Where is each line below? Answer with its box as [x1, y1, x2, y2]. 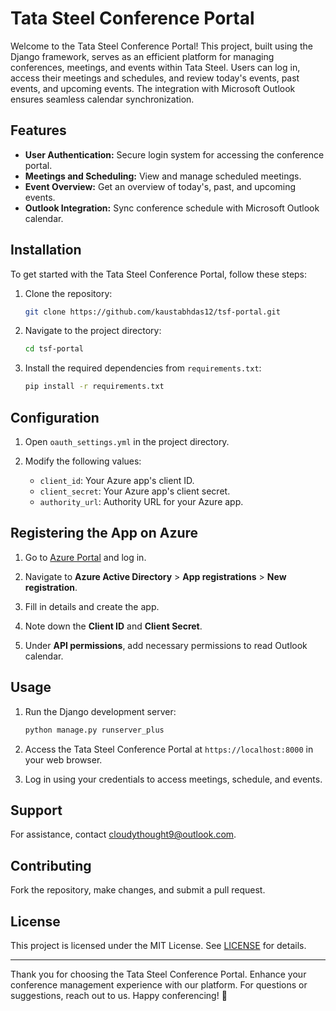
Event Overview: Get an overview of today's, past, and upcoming [24, 180, 297, 192]
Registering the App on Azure [10, 525, 199, 542]
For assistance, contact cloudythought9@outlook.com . [10, 828, 237, 841]
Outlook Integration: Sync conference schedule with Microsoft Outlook [24, 202, 320, 214]
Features [10, 122, 67, 139]
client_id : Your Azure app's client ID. [39, 475, 195, 486]
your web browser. [24, 753, 103, 766]
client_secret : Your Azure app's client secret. [39, 485, 231, 497]
